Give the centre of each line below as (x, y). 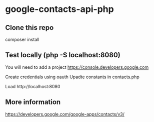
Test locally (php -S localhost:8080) (63, 55)
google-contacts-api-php (59, 9)
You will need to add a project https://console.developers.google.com (77, 67)
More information (33, 102)
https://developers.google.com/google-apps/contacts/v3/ (65, 114)
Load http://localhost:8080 (33, 86)
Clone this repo (29, 28)
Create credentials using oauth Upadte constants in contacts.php (72, 77)
